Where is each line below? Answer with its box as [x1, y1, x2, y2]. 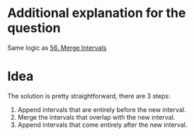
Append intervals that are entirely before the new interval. [17, 105, 186, 114]
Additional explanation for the [7, 5, 186, 21]
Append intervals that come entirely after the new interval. [17, 120, 188, 129]
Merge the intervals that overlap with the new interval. [17, 113, 176, 121]
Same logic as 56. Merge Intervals [7, 43, 107, 52]
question [7, 20, 61, 36]
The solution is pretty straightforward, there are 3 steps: [7, 91, 171, 100]
